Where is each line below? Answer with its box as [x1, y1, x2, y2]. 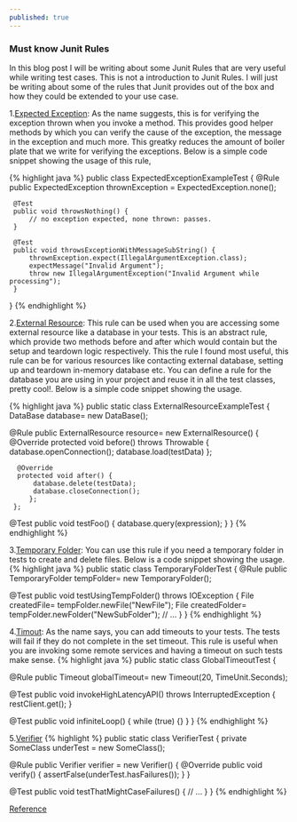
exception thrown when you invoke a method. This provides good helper [9, 117, 274, 128]
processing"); [9, 276, 62, 285]
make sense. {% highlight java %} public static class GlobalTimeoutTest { [9, 654, 277, 665]
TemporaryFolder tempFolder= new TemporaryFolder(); [9, 572, 212, 583]
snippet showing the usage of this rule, [9, 155, 152, 165]
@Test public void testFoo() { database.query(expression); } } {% [9, 517, 247, 529]
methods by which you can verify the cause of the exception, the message [9, 126, 282, 138]
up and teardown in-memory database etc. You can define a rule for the [9, 364, 272, 375]
